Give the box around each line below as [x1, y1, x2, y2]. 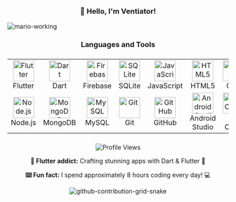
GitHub [153, 118, 177, 128]
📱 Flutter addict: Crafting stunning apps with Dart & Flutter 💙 [30, 157, 206, 166]
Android [189, 114, 216, 123]
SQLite [118, 81, 141, 90]
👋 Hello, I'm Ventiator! [79, 6, 157, 16]
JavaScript [147, 81, 183, 90]
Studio [192, 122, 214, 132]
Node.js [11, 118, 37, 128]
